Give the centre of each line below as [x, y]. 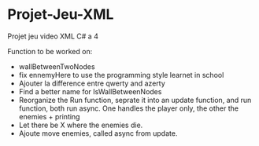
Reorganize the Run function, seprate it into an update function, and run [135, 100]
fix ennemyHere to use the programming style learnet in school [121, 75]
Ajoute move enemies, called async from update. [98, 133]
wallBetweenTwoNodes [57, 66]
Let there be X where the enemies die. [81, 125]
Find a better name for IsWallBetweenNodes [90, 91]
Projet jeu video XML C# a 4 [53, 36]
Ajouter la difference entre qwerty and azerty [92, 83]
